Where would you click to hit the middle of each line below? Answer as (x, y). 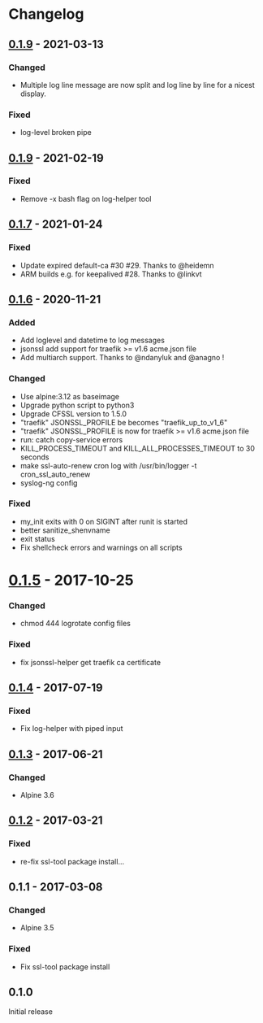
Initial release (30, 1012)
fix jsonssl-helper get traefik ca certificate (90, 662)
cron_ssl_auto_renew (55, 474)
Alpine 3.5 (37, 928)
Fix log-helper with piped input (71, 729)
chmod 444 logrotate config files (75, 624)
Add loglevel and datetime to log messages (92, 340)
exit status (37, 538)
